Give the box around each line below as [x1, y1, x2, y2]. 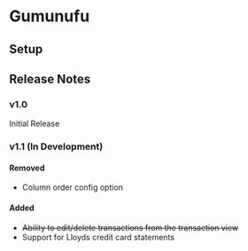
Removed [9, 162, 45, 173]
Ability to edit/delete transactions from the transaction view [21, 222, 239, 232]
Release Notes [9, 71, 91, 86]
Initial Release [9, 118, 60, 129]
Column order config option [21, 182, 124, 192]
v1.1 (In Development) [9, 140, 104, 153]
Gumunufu [9, 6, 90, 27]
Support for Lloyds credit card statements [21, 231, 175, 242]
